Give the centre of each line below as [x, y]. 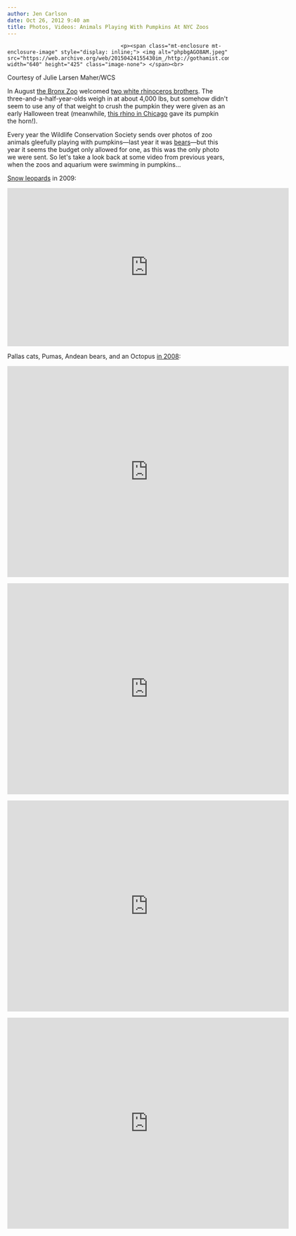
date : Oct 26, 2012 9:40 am [49, 20]
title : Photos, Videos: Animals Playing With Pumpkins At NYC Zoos [108, 27]
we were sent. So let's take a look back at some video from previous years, [116, 157]
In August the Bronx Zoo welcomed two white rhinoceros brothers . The [110, 91]
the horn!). [22, 121]
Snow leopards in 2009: [42, 178]
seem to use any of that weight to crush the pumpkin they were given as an [116, 106]
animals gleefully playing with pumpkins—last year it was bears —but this [113, 142]
